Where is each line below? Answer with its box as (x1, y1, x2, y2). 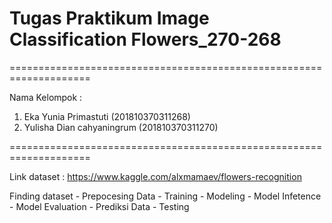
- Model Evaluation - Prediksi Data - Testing (9, 200, 190, 212)
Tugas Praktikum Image (9, 7, 210, 30)
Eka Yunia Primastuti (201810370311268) (23, 110, 191, 122)
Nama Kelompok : (9, 91, 83, 103)
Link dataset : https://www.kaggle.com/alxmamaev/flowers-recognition (9, 170, 302, 182)
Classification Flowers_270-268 (9, 28, 282, 51)
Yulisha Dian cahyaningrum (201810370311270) (23, 121, 219, 133)
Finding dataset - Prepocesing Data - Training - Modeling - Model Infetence (9, 190, 322, 202)
